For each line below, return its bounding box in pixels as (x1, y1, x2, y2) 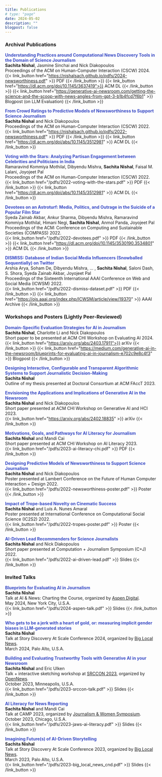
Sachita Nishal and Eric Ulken (5, 666, 65, 672)
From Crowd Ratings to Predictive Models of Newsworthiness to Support (5, 108, 154, 114)
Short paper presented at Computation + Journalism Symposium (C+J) (5, 546, 147, 552)
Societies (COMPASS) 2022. (5, 230, 62, 236)
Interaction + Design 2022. (5, 481, 59, 487)
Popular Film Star (5, 209, 41, 215)
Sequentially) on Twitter (5, 260, 55, 266)
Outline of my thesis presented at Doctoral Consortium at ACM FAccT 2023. (5, 380, 156, 386)
